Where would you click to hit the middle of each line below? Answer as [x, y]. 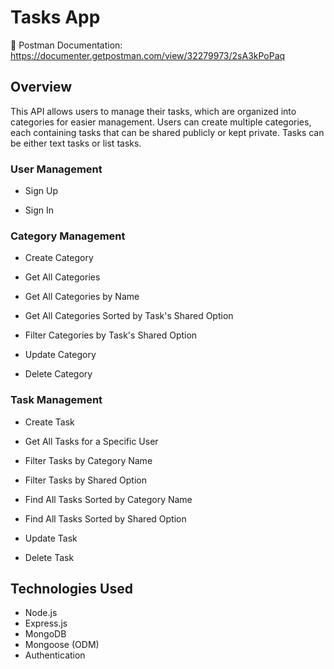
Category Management [68, 236]
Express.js [46, 623]
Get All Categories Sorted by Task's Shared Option [129, 316]
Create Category [59, 258]
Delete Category [58, 374]
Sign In [39, 210]
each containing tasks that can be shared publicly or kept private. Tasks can [167, 132]
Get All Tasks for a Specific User [91, 441]
